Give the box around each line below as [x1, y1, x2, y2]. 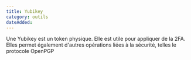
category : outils [6, 14, 49, 20]
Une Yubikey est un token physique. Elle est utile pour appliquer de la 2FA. [6, 36, 186, 43]
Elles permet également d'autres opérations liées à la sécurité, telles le [6, 41, 177, 48]
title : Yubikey [6, 8, 43, 15]
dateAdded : [6, 19, 33, 25]
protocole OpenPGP [6, 48, 54, 55]
